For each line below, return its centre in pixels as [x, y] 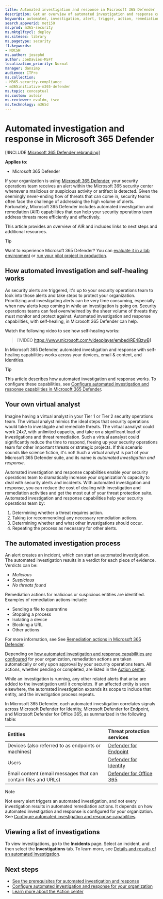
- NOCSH [13, 50]
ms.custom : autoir [24, 95]
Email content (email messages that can [53, 773]
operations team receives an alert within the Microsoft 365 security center [79, 186]
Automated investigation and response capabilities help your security [74, 498]
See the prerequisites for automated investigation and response [76, 881]
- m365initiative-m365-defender [38, 86]
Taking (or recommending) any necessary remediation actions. [75, 518]
